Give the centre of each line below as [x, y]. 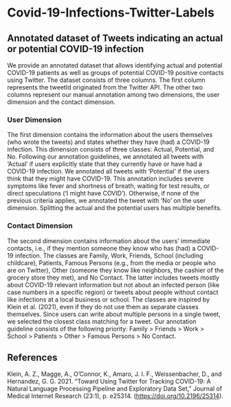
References [32, 357]
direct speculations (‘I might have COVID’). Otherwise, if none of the [103, 194]
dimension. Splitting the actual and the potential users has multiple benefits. [114, 208]
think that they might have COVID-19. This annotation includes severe [106, 179]
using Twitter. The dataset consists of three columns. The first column [106, 80]
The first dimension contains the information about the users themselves [110, 135]
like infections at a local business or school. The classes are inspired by [109, 299]
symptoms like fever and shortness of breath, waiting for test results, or [108, 186]
